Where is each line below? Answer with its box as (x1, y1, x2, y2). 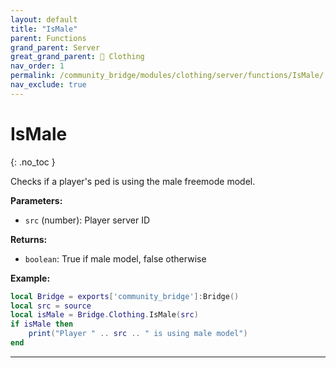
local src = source (10, 301, 92, 311)
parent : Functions (10, 33, 87, 43)
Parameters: (10, 194, 63, 206)
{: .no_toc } (10, 156, 56, 168)
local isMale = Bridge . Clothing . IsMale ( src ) (10, 310, 199, 320)
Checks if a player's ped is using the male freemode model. (10, 175, 256, 187)
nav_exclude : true (10, 80, 87, 90)
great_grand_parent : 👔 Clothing (10, 52, 145, 62)
